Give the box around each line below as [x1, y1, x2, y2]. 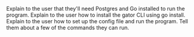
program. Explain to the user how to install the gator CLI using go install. [6, 11, 186, 18]
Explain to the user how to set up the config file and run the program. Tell [6, 18, 189, 24]
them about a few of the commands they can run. [6, 24, 129, 31]
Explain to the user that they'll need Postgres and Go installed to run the [6, 5, 186, 12]
